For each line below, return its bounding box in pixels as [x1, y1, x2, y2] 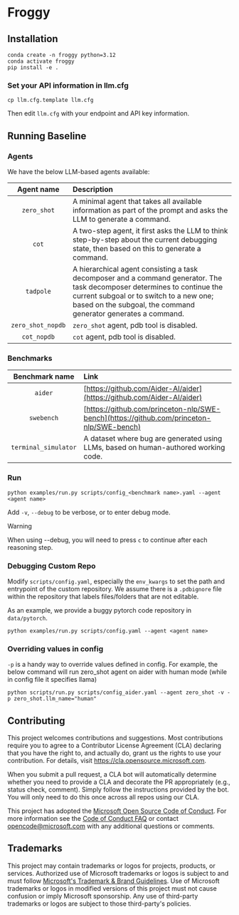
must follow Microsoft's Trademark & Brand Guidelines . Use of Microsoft [7, 876, 220, 885]
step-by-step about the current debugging [72, 235, 218, 245]
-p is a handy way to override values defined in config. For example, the [7, 660, 218, 669]
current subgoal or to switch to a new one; [72, 290, 214, 300]
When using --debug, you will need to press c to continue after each [7, 536, 208, 544]
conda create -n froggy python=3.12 [7, 51, 116, 58]
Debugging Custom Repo [7, 561, 96, 571]
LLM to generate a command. [72, 214, 171, 224]
